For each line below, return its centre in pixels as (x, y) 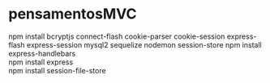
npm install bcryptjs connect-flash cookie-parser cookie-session (117, 36)
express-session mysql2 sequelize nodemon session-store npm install (144, 44)
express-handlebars (42, 53)
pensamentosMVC (73, 14)
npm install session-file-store (58, 70)
